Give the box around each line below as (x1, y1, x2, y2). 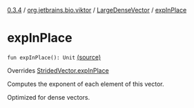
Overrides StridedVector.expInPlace (7, 66, 109, 75)
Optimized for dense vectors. (7, 93, 90, 101)
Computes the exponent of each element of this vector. (7, 80, 164, 88)
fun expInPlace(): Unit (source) (7, 53, 101, 61)
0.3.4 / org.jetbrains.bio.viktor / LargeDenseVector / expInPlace (7, 6, 187, 14)
